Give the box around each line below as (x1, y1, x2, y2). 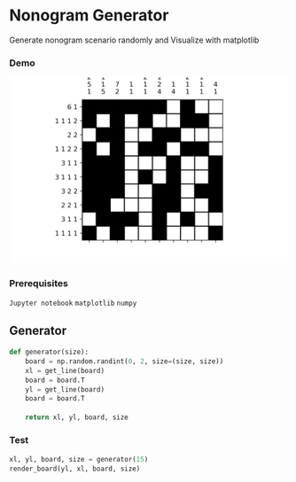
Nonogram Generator (9, 5, 169, 26)
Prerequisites (9, 276, 68, 289)
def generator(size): (9, 347, 90, 357)
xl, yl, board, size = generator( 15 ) (9, 455, 149, 464)
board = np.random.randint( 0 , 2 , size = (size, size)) (25, 356, 224, 366)
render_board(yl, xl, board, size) (9, 464, 141, 474)
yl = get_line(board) (25, 385, 105, 394)
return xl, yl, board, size (25, 413, 129, 422)
